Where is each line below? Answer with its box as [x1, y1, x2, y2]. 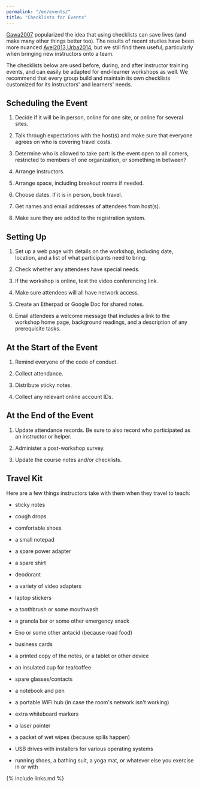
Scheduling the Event [6, 98, 88, 108]
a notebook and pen [14, 687, 65, 694]
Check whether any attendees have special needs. [14, 266, 140, 273]
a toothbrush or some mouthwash [14, 605, 99, 612]
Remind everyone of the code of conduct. [14, 358, 118, 365]
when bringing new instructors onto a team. [6, 50, 114, 57]
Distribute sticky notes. [14, 382, 72, 389]
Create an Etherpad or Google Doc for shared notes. [14, 301, 144, 308]
